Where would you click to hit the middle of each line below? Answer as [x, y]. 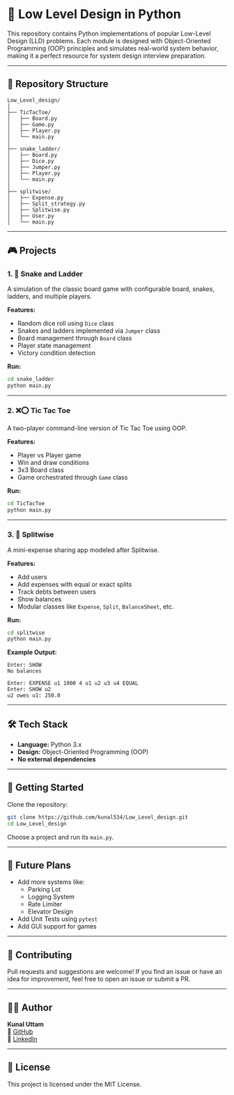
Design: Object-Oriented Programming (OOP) [83, 752]
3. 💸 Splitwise [31, 535]
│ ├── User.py [31, 216]
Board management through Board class [75, 338]
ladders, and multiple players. [50, 297]
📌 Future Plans [39, 866]
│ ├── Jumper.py [34, 167]
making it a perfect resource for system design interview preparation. [107, 56]
